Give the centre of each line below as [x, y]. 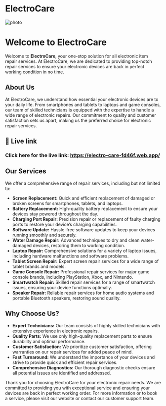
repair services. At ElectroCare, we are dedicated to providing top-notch [79, 61]
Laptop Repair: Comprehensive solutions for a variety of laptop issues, [84, 251]
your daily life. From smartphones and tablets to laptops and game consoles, [83, 104]
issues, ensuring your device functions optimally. [62, 287]
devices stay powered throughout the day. [55, 214]
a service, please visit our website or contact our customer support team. [80, 398]
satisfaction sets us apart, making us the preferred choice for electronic [78, 120]
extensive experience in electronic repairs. [56, 331]
